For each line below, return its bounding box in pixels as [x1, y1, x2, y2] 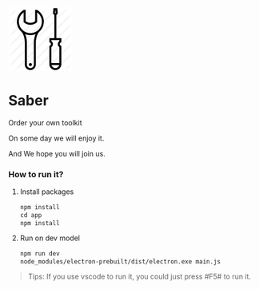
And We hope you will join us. [8, 148, 106, 158]
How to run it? [8, 168, 64, 180]
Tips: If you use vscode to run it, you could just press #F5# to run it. [27, 271, 252, 282]
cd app [19, 212, 42, 220]
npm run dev [19, 250, 60, 258]
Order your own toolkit [8, 117, 82, 127]
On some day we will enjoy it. [8, 133, 105, 143]
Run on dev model [19, 233, 80, 243]
